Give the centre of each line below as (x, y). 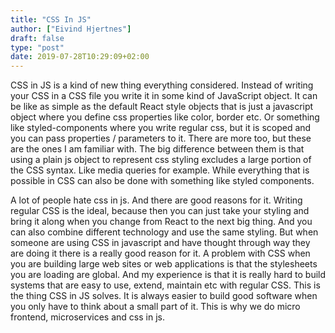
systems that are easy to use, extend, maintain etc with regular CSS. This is (165, 285)
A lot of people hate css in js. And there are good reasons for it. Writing (156, 200)
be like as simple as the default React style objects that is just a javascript (162, 107)
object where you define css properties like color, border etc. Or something (165, 117)
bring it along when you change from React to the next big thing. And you (161, 222)
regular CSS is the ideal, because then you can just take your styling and (160, 211)
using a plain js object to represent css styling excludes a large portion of (161, 160)
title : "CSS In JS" (51, 19)
